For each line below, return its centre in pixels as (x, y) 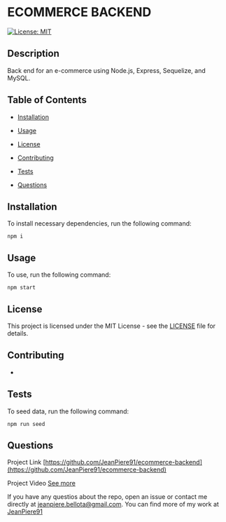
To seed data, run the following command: (68, 411)
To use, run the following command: (59, 275)
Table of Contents (47, 100)
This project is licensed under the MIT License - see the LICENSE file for (111, 326)
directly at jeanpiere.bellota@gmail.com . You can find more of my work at (113, 504)
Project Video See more (41, 483)
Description (33, 54)
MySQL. (19, 78)
